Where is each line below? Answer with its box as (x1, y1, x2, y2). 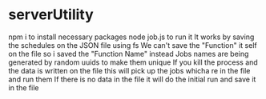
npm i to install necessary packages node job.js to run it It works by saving (8, 32, 255, 42)
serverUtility (8, 6, 94, 24)
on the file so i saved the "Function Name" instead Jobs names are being (8, 49, 249, 58)
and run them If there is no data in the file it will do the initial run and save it (8, 74, 256, 84)
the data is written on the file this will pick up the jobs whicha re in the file (8, 65, 251, 75)
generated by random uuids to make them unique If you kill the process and (8, 57, 258, 67)
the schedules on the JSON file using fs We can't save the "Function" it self (8, 40, 258, 49)
